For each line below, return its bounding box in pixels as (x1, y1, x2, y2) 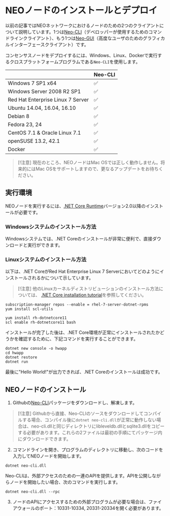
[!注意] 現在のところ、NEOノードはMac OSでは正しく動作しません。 (17, 159, 161, 165)
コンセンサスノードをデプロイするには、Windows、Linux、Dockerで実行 (5, 52, 158, 58)
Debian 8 (8, 112, 29, 119)
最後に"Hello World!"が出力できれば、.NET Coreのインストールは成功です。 (5, 369, 163, 375)
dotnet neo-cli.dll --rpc (5, 489, 60, 495)
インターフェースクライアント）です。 (9, 41, 89, 47)
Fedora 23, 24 (8, 120, 42, 128)
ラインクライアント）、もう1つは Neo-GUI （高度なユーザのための (9, 35, 143, 41)
